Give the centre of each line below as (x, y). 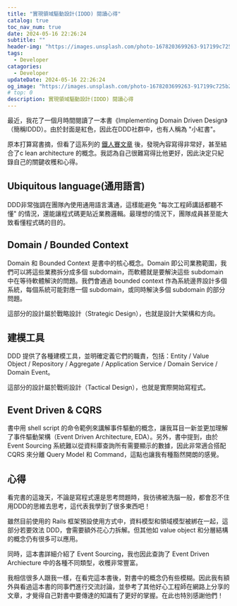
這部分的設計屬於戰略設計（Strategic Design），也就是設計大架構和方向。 (114, 313)
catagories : (25, 66)
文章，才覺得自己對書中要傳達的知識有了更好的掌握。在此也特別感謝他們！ (115, 595)
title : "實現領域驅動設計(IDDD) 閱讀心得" (64, 14)
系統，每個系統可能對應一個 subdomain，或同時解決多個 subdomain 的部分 (116, 289)
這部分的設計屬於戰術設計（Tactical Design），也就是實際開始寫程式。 (109, 388)
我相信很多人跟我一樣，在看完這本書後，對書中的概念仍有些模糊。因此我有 (115, 578)
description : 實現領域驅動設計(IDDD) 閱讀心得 (71, 100)
